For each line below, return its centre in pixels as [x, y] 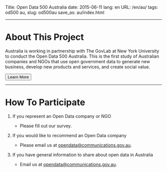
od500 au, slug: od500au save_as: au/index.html [55, 12]
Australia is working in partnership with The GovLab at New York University [82, 51]
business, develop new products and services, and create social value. [78, 67]
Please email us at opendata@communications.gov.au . [76, 145]
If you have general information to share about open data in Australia [83, 155]
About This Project [45, 37]
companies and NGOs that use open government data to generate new [78, 61]
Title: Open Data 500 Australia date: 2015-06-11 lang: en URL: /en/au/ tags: [82, 7]
